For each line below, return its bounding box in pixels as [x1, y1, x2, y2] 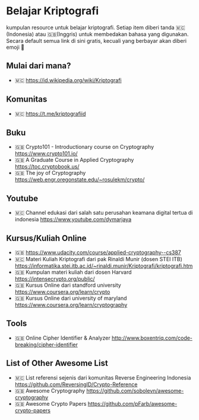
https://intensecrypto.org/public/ [14, 275, 95, 282]
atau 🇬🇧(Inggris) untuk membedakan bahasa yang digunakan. [35, 30, 189, 37]
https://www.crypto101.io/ [14, 150, 78, 157]
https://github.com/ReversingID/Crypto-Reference [14, 381, 138, 388]
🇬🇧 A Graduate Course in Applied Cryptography [14, 156, 134, 164]
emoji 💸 [6, 43, 25, 51]
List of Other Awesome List [6, 358, 108, 368]
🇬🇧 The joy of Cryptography [14, 170, 86, 177]
